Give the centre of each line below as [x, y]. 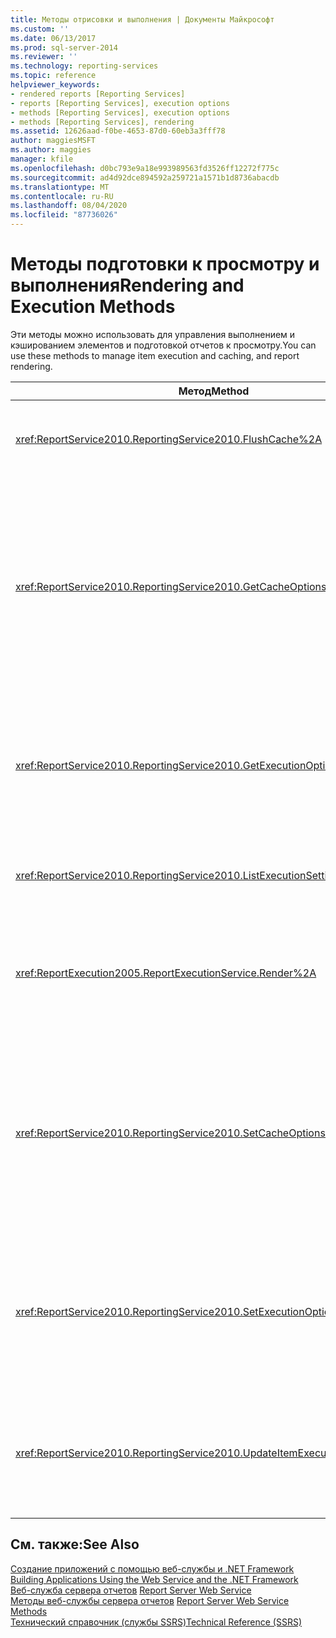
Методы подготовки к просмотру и [165, 264]
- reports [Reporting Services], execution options [120, 103]
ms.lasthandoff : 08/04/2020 [69, 206]
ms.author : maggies [51, 150]
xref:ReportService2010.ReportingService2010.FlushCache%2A [169, 439]
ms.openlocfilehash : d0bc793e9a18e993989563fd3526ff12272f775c [145, 168]
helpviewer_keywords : [55, 85]
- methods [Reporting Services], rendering [102, 122]
